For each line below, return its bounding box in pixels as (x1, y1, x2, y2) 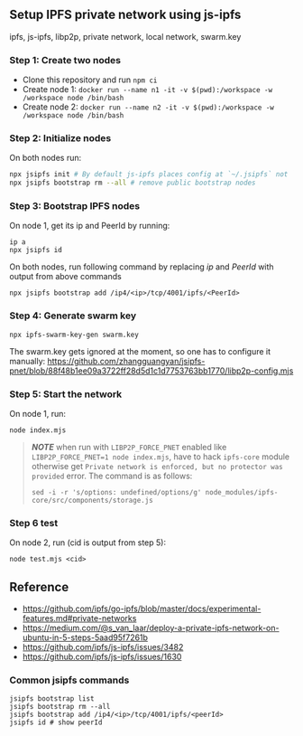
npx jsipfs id (9, 246, 63, 255)
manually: (9, 355, 46, 366)
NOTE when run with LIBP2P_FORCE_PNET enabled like (31, 442, 227, 453)
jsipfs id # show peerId (9, 718, 103, 727)
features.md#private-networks (22, 613, 137, 624)
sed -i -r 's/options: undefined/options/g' (31, 488, 202, 497)
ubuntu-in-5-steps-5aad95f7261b (22, 632, 149, 643)
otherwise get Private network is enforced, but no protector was (31, 461, 283, 472)
